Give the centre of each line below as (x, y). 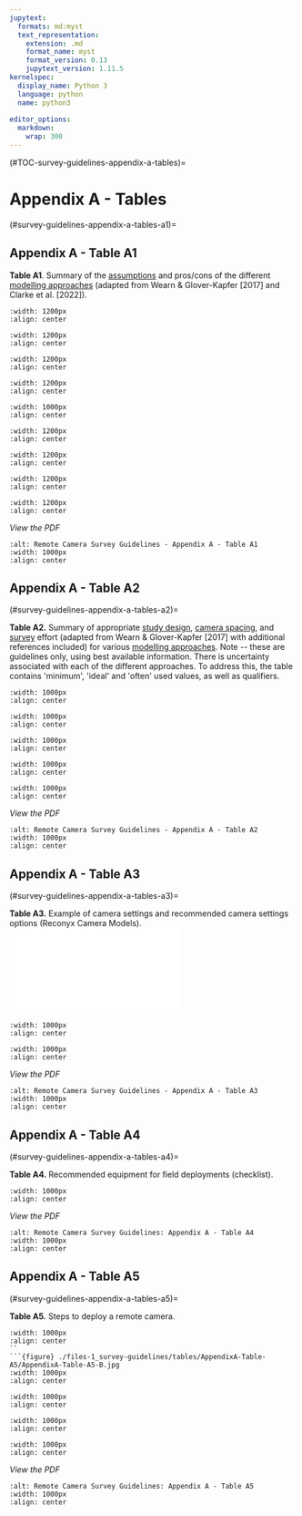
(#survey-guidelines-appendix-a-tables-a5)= (94, 1298)
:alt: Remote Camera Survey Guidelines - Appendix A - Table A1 (134, 544)
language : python (50, 94)
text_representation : (59, 35)
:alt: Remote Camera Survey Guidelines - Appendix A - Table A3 (134, 1091)
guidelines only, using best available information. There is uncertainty (140, 656)
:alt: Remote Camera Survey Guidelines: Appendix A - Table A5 (132, 1486)
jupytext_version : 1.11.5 (75, 69)
